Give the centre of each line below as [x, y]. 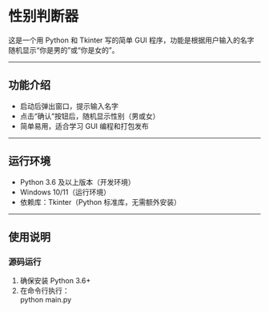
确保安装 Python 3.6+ [55, 281]
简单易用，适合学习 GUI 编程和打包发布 [84, 126]
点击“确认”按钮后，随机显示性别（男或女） [90, 116]
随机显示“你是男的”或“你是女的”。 [64, 50]
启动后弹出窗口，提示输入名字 [69, 106]
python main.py [46, 300]
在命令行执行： [44, 291]
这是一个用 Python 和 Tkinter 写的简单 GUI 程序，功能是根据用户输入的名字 [131, 40]
